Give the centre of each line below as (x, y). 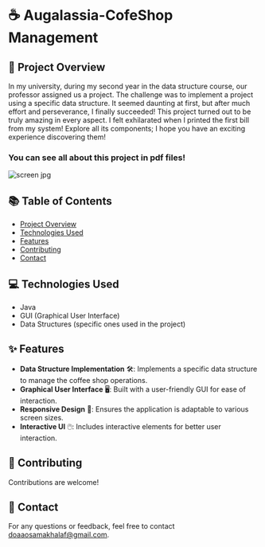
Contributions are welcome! (54, 482)
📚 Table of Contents (60, 201)
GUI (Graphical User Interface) (70, 315)
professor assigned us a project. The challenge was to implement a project (131, 95)
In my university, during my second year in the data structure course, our (128, 86)
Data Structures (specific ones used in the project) (103, 324)
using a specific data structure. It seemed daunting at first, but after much (129, 103)
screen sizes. (41, 417)
